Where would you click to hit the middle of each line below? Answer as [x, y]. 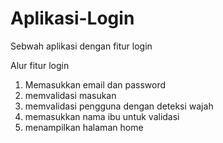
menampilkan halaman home [84, 127]
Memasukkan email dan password [95, 84]
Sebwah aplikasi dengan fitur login [81, 46]
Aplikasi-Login [72, 18]
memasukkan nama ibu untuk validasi [102, 116]
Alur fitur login [40, 65]
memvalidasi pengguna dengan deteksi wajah [119, 106]
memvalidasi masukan [70, 95]
